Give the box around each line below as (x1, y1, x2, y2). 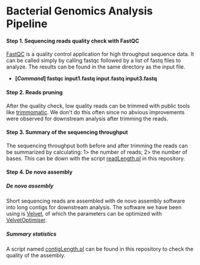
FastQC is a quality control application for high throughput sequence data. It (6, 50, 194, 58)
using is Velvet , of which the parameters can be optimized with (6, 210, 162, 218)
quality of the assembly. (6, 252, 66, 259)
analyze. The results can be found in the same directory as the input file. (6, 63, 186, 70)
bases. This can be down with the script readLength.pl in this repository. (6, 154, 185, 162)
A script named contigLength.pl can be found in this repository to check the (6, 245, 194, 253)
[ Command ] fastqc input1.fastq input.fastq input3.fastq (14, 75, 157, 82)
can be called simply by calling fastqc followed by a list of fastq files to (6, 57, 181, 64)
